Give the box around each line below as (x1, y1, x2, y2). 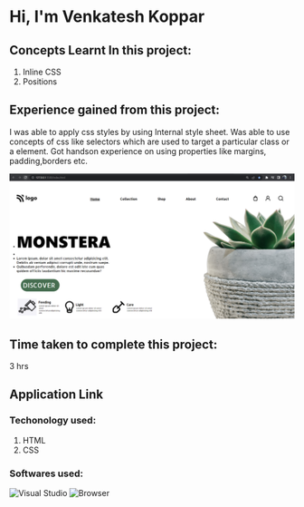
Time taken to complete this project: (9, 336, 218, 352)
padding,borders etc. (9, 155, 88, 166)
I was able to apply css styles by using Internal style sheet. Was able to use (9, 126, 290, 137)
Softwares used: (9, 467, 84, 480)
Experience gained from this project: (9, 102, 220, 118)
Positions (22, 76, 57, 87)
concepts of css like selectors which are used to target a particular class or (9, 136, 290, 147)
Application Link (9, 387, 104, 403)
